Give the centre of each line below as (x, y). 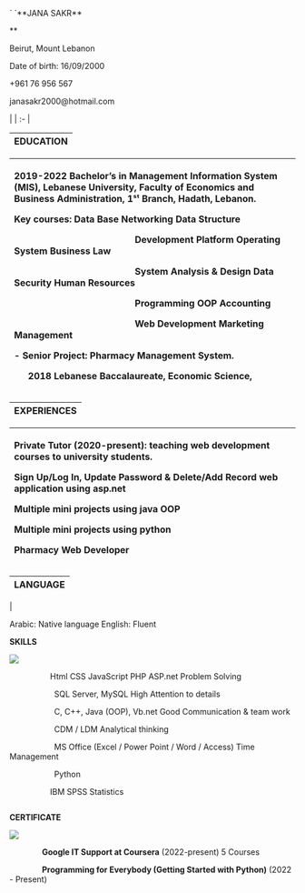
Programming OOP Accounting (203, 303)
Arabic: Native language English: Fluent (83, 624)
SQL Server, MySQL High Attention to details (137, 694)
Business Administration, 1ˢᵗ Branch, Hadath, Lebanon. (135, 199)
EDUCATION (41, 141)
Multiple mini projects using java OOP (97, 509)
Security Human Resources (75, 283)
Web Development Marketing (200, 324)
